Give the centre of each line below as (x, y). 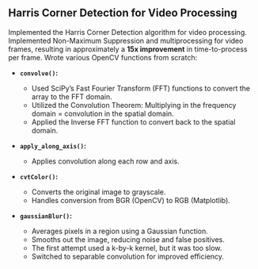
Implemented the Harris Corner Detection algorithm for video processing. (128, 32)
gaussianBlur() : (46, 215)
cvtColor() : (39, 176)
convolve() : (39, 73)
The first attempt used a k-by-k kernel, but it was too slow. (127, 248)
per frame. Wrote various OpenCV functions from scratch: (103, 57)
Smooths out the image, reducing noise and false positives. (128, 239)
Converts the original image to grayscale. (99, 192)
